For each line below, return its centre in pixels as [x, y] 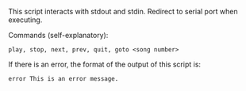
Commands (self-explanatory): [58, 35]
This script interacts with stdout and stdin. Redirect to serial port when [123, 11]
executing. [25, 20]
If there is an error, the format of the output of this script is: [104, 64]
